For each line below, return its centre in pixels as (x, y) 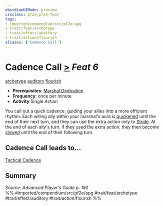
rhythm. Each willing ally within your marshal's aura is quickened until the (80, 116)
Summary (21, 175)
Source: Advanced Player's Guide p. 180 (47, 187)
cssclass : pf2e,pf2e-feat (32, 14)
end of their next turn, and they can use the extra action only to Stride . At (80, 121)
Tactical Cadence (23, 160)
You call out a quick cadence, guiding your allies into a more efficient (76, 111)
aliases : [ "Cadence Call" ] (33, 42)
